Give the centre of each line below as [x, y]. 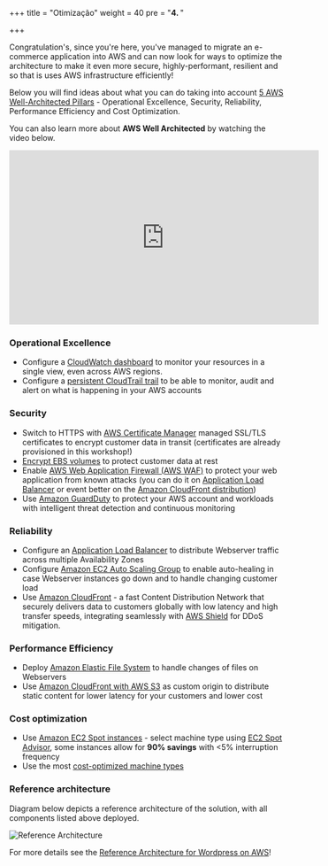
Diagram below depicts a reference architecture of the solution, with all [138, 808]
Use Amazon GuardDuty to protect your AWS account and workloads [148, 499]
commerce [29, 56]
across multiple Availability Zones [83, 559]
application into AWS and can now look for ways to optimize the [166, 56]
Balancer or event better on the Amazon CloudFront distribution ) [139, 489]
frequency [41, 757]
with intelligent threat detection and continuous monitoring [129, 507]
